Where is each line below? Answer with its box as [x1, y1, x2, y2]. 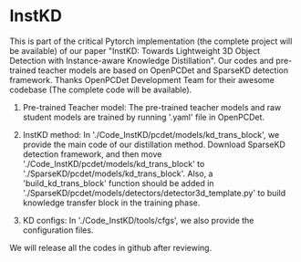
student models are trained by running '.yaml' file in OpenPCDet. [22, 111, 265, 122]
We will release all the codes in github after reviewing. [9, 242, 213, 253]
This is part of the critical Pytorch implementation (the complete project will [9, 36, 293, 47]
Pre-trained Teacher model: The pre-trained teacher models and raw [22, 101, 282, 112]
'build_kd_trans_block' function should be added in [22, 177, 214, 188]
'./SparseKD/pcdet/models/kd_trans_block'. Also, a [22, 168, 213, 179]
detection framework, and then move [22, 148, 162, 160]
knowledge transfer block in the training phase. [22, 197, 201, 208]
